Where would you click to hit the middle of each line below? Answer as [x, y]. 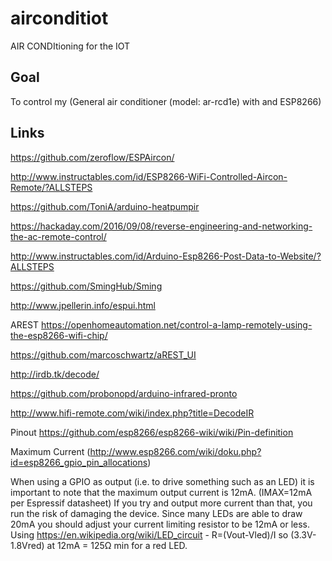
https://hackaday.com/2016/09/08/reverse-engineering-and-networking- [161, 226]
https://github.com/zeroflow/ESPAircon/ [92, 157]
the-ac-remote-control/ [58, 236]
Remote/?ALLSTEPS [51, 187]
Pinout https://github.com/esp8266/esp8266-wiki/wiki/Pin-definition [152, 432]
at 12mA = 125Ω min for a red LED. [117, 545]
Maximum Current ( [50, 451]
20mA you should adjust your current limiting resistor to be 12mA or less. [160, 524]
